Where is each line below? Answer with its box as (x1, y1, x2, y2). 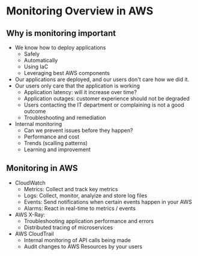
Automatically (23, 57, 58, 64)
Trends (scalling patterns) (23, 140, 88, 146)
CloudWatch (14, 179, 46, 186)
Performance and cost (23, 133, 80, 140)
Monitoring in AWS (6, 163, 78, 173)
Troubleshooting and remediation (23, 114, 106, 121)
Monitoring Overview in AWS (6, 4, 154, 18)
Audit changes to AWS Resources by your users (23, 243, 143, 250)
